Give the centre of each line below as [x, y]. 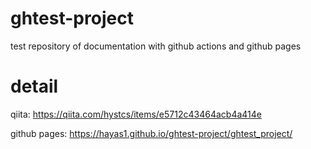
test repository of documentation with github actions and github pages [156, 46]
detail [34, 86]
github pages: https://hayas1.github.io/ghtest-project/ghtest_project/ [151, 133]
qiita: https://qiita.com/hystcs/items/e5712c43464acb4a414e [136, 114]
